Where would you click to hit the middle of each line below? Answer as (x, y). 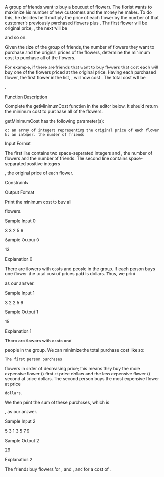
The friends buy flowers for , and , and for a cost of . (58, 469)
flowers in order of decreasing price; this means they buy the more (73, 368)
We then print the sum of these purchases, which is (57, 402)
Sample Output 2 (22, 440)
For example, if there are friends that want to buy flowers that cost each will (82, 67)
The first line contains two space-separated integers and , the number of (79, 153)
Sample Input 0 (20, 221)
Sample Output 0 (22, 240)
